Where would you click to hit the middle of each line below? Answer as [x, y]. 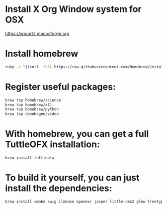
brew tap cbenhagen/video [32, 114]
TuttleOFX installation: [53, 145]
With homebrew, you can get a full [77, 134]
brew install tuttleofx [30, 158]
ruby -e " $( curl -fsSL [29, 67]
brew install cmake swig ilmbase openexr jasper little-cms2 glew [75, 202]
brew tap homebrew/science [33, 100]
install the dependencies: [59, 188]
